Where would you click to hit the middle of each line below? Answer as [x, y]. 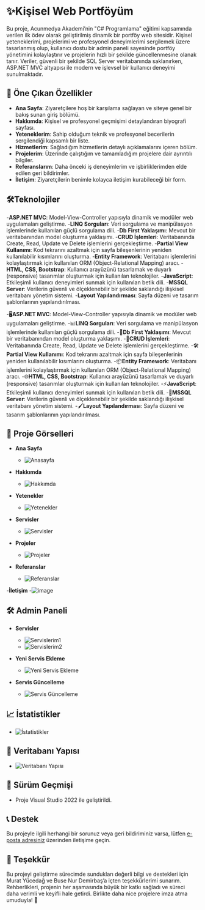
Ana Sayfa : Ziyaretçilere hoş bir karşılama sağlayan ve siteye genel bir [103, 108]
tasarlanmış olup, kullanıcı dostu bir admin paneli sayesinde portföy [91, 48]
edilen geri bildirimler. [42, 173]
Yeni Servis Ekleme [40, 659]
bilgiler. [24, 160]
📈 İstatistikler [34, 714]
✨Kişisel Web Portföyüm [70, 11]
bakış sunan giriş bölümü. [48, 114]
